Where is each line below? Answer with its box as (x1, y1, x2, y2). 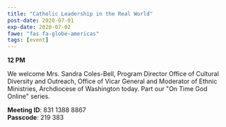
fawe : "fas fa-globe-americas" (7, 30, 100, 37)
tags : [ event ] (7, 37, 49, 44)
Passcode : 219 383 (7, 114, 64, 122)
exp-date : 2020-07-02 (7, 23, 71, 30)
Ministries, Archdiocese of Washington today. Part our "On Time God (7, 85, 208, 93)
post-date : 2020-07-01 (7, 17, 74, 24)
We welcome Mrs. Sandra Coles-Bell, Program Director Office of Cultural (7, 70, 219, 78)
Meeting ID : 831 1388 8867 (7, 106, 87, 114)
